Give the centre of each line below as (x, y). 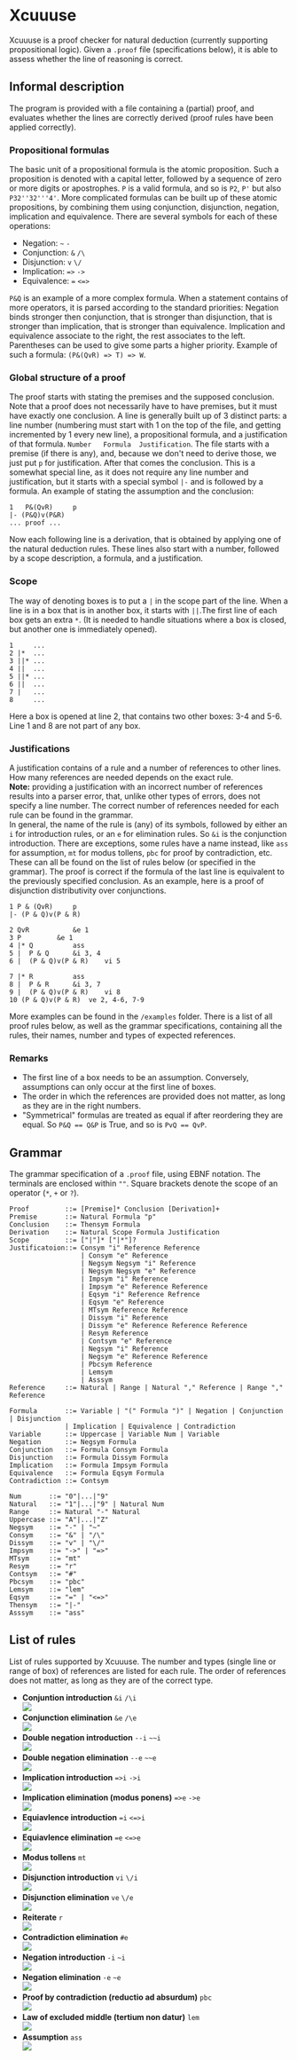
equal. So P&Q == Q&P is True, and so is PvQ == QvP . (114, 1125)
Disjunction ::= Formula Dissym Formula (89, 1458)
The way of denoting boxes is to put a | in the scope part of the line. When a (148, 601)
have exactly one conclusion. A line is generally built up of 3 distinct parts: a (148, 416)
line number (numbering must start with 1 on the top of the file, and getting (145, 425)
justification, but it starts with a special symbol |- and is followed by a (137, 482)
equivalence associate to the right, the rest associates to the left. (127, 336)
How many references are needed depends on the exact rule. (121, 777)
